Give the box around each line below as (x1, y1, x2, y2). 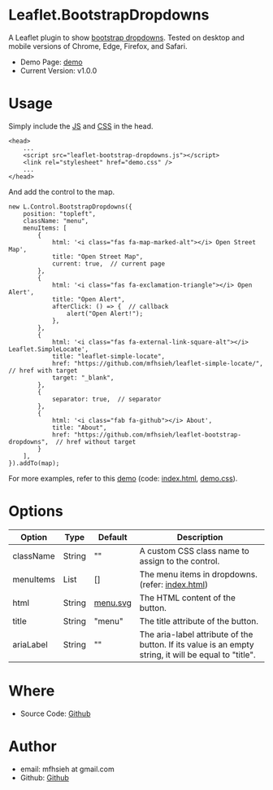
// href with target (8, 366, 79, 375)
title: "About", (51, 424, 107, 432)
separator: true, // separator (51, 395, 162, 403)
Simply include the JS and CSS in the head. (8, 121, 154, 131)
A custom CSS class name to (139, 545, 249, 556)
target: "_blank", (51, 373, 115, 382)
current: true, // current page (51, 259, 165, 268)
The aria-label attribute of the (139, 629, 253, 640)
